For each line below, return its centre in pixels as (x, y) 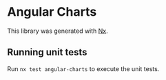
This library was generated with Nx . (58, 31)
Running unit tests (47, 52)
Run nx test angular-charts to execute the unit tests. (83, 68)
